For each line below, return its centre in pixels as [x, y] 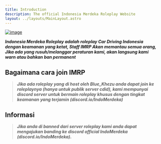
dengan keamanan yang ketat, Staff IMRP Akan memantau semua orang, [81, 47]
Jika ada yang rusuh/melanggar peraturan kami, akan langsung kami [77, 52]
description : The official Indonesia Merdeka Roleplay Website [70, 14]
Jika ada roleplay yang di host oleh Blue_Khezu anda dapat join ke [85, 84]
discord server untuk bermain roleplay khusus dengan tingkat [81, 95]
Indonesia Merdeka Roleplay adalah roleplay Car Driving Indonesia [74, 42]
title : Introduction [26, 9]
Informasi [20, 115]
